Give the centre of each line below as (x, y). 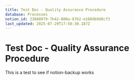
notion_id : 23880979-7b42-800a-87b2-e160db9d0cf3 (58, 19)
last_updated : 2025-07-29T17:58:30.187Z (48, 24)
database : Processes (27, 14)
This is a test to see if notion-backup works (50, 73)
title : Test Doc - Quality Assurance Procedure (56, 10)
